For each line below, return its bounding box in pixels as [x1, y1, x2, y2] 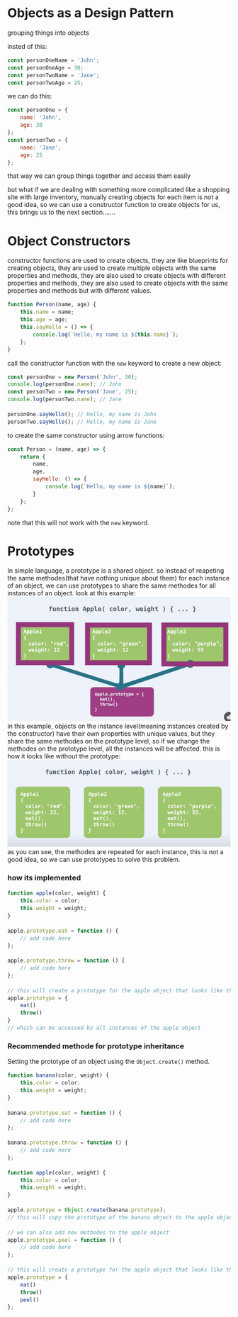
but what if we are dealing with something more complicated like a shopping [7, 186, 230, 194]
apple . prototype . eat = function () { [7, 927, 119, 934]
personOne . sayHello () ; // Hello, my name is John [7, 410, 157, 417]
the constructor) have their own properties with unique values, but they [7, 729, 215, 738]
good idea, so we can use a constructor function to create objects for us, [7, 201, 221, 209]
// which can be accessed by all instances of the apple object [7, 1024, 201, 1032]
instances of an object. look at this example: [7, 589, 136, 598]
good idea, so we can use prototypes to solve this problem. [7, 856, 181, 864]
